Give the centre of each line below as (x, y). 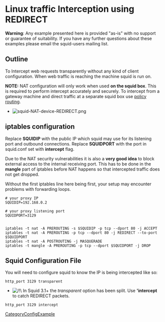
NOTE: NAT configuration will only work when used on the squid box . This (81, 86)
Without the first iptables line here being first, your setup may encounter (78, 184)
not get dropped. (22, 174)
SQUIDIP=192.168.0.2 (26, 202)
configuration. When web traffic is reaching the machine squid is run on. (78, 76)
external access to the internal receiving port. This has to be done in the (78, 164)
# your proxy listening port (35, 211)
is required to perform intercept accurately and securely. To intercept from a (82, 91)
